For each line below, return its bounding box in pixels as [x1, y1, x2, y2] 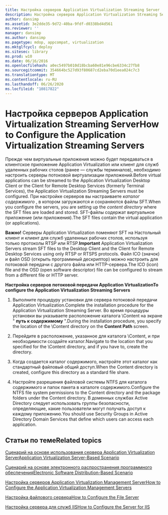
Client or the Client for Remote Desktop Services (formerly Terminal [5, 183, 144, 189]
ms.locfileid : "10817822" [5, 86, 59, 91]
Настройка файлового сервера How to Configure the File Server [5, 494, 139, 500]
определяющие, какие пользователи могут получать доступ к [12, 405, 146, 411]
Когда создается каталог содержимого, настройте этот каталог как [12, 358, 157, 365]
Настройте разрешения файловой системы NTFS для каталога [12, 379, 147, 385]
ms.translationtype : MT [5, 72, 55, 77]
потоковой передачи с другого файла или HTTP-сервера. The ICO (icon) [5, 261, 158, 267]
